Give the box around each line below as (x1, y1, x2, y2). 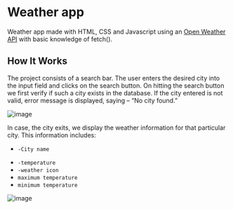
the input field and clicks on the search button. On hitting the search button (7, 81, 225, 90)
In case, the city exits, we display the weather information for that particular (7, 123, 226, 132)
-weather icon (17, 166, 59, 174)
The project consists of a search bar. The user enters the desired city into (7, 74, 220, 82)
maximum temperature (17, 174, 78, 181)
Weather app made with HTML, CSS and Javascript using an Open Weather (7, 27, 226, 36)
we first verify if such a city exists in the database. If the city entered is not (7, 88, 223, 97)
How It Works (7, 55, 68, 67)
